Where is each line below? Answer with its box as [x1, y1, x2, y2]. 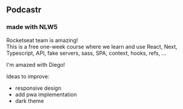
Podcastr [6, 5, 42, 15]
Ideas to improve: [6, 72, 50, 80]
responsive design [15, 84, 62, 92]
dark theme [15, 97, 44, 104]
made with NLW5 [6, 23, 58, 31]
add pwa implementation [15, 90, 77, 98]
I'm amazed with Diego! [6, 61, 65, 68]
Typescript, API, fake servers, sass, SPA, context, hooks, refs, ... [6, 49, 167, 57]
